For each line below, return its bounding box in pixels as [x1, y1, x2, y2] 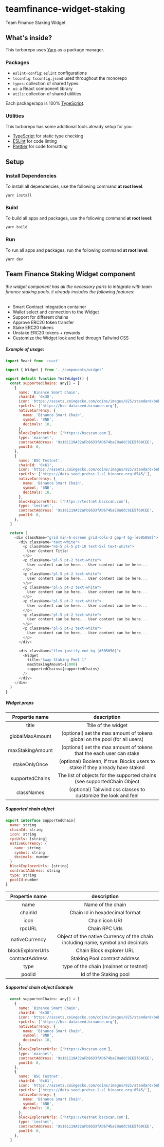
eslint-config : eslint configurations [12, 70, 87, 76]
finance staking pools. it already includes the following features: [5, 288, 135, 294]
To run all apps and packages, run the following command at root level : [5, 247, 149, 253]
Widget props [5, 700, 34, 706]
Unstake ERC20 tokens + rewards [12, 330, 81, 336]
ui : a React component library [12, 86, 73, 91]
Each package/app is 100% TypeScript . [5, 100, 85, 106]
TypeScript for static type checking [12, 133, 84, 139]
